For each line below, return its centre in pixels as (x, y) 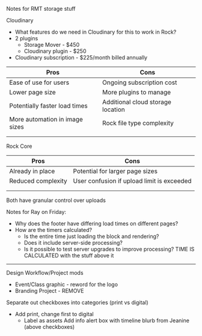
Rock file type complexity (138, 123)
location (113, 109)
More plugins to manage (136, 92)
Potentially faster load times (49, 106)
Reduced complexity (38, 181)
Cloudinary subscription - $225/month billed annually (81, 57)
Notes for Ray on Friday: (36, 212)
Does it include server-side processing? (73, 243)
